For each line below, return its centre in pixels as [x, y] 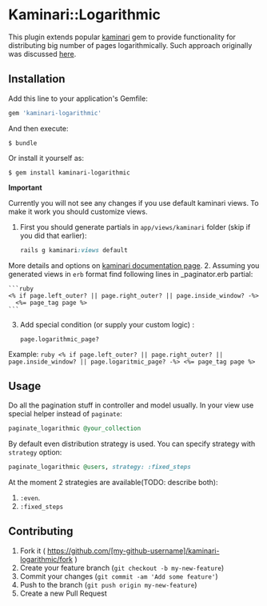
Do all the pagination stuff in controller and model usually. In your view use [131, 405]
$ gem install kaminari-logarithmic [69, 173]
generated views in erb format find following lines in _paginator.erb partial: [131, 274]
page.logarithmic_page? [60, 339]
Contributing [41, 531]
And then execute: [38, 128]
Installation [37, 79]
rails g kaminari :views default [74, 250]
